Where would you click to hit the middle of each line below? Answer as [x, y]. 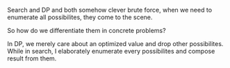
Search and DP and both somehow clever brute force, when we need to [110, 10]
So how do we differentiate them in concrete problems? [87, 31]
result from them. [32, 58]
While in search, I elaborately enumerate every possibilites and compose [111, 51]
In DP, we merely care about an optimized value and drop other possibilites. [115, 44]
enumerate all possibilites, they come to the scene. [80, 17]
